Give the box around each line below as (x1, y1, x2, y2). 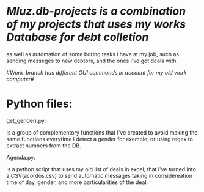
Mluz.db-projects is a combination (6, 4, 186, 18)
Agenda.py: (6, 153, 35, 161)
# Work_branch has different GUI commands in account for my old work (6, 68, 188, 76)
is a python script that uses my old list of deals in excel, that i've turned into (6, 165, 197, 172)
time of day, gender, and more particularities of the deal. (6, 179, 148, 186)
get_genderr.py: (6, 117, 46, 124)
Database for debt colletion (6, 31, 149, 44)
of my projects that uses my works (6, 17, 186, 31)
